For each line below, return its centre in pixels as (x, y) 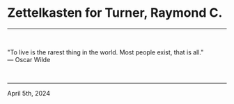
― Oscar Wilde (29, 59)
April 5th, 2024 (29, 93)
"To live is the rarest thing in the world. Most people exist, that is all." (106, 52)
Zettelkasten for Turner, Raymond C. (115, 13)
